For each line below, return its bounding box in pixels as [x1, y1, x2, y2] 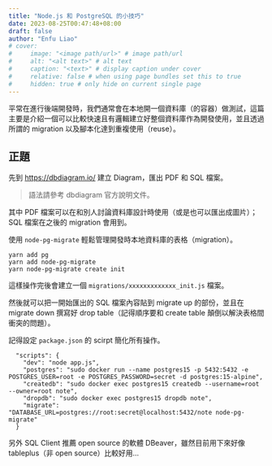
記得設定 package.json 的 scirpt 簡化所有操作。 [8, 335, 165, 346]
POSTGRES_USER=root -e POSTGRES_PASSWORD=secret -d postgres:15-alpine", [8, 373, 264, 381]
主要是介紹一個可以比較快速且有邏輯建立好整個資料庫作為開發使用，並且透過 [8, 113, 265, 123]
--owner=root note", [8, 387, 79, 395]
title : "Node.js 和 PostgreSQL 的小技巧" [8, 11, 145, 20]
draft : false [8, 27, 53, 35]
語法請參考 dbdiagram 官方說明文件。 [28, 190, 154, 200]
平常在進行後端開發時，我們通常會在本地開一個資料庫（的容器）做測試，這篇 [8, 103, 265, 113]
